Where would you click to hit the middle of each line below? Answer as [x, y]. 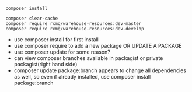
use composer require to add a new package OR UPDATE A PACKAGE [98, 46]
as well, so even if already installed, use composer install [82, 77]
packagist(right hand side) [46, 64]
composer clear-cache [32, 19]
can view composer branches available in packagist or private [88, 58]
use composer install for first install [56, 40]
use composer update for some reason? [62, 52]
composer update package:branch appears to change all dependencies [100, 70]
